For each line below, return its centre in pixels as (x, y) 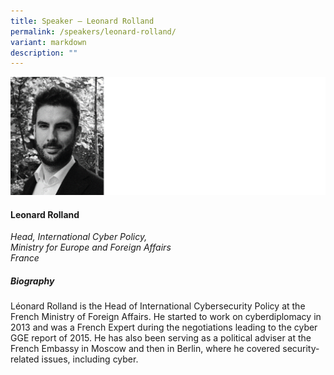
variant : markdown (48, 42)
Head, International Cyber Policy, (79, 237)
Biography (32, 281)
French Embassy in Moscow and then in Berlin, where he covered (145, 349)
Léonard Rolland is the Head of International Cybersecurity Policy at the (158, 306)
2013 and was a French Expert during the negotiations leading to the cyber (164, 327)
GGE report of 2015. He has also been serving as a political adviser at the (161, 338)
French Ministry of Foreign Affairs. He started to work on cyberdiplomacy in (166, 317)
